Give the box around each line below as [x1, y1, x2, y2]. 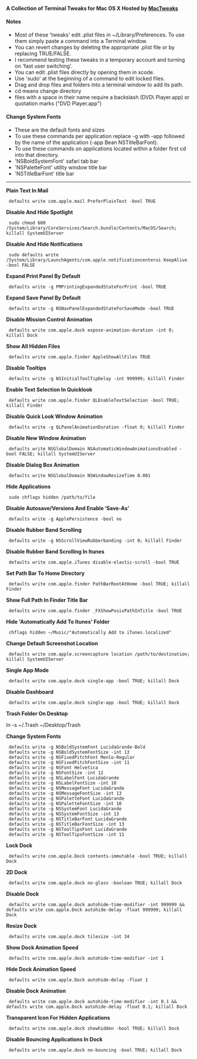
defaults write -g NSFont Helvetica [8, 765, 98, 770]
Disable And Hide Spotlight [6, 209, 73, 216]
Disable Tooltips [6, 364, 47, 371]
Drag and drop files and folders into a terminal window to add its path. [14, 81, 184, 88]
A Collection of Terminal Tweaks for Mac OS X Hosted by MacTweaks [6, 5, 179, 12]
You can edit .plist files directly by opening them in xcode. [14, 68, 155, 76]
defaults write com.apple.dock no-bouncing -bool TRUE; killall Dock [8, 1047, 182, 1053]
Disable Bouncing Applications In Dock [6, 1036, 103, 1043]
